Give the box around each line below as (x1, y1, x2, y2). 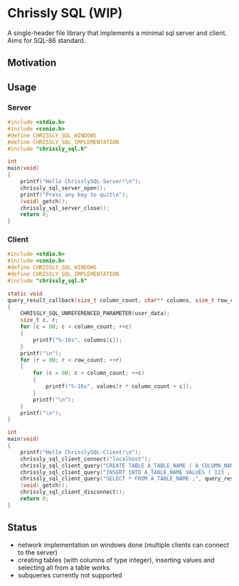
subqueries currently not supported (17, 570, 122, 579)
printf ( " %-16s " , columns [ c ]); (33, 336, 122, 344)
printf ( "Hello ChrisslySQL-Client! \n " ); (20, 448, 142, 456)
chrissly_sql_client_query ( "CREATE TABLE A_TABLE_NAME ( (20, 462, 193, 469)
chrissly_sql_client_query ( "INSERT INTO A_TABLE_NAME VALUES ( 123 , (20, 468, 231, 476)
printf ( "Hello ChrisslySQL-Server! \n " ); (20, 178, 142, 185)
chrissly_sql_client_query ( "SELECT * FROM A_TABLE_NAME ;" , (20, 476, 202, 483)
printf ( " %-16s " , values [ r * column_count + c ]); (45, 383, 193, 390)
